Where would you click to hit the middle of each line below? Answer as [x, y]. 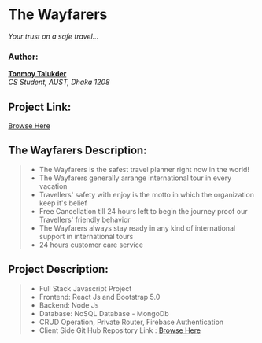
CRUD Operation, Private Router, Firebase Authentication [131, 322]
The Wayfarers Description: [77, 151]
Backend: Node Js [69, 305]
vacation [53, 186]
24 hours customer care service [91, 245]
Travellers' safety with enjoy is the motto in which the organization [146, 194]
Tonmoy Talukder [37, 74]
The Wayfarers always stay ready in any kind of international [137, 228]
